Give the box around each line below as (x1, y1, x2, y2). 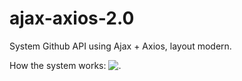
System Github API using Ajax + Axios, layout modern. (9, 40, 232, 52)
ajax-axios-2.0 (9, 7, 135, 30)
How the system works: (9, 59, 107, 71)
